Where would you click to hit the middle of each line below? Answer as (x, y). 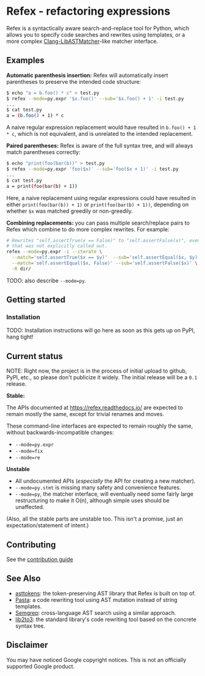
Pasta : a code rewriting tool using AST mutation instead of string (96, 600)
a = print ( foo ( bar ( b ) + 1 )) (42, 186)
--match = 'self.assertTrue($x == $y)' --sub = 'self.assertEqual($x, (99, 258)
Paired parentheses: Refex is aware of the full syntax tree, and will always (100, 146)
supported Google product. (41, 666)
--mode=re (28, 458)
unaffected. (30, 507)
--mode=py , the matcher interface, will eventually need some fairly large (104, 494)
